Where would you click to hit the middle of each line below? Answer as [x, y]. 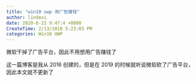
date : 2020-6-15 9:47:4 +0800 [44, 23]
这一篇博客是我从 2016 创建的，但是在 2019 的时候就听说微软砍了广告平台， [100, 65]
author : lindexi [26, 17]
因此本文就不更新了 [30, 72]
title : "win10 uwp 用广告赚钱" [43, 12]
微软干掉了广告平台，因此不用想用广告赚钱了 [61, 52]
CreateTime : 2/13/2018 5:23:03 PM [49, 28]
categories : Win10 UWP [34, 34]
